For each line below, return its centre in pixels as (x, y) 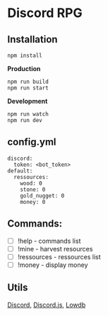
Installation (32, 39)
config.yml (32, 142)
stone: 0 (33, 190)
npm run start (28, 88)
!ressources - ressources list (59, 256)
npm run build (28, 82)
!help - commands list (49, 241)
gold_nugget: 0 (42, 196)
